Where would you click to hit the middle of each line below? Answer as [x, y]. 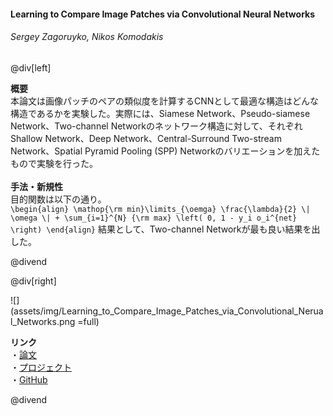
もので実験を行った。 [54, 163]
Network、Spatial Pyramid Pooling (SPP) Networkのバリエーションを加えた [165, 151]
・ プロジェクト [41, 367]
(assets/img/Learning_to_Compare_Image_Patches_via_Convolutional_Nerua [167, 311]
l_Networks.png [43, 321]
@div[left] [31, 67]
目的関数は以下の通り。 [58, 199]
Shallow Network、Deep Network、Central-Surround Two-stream [146, 138]
